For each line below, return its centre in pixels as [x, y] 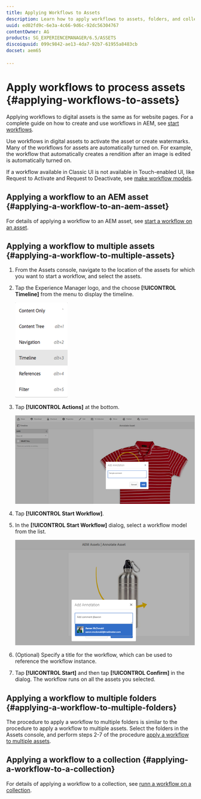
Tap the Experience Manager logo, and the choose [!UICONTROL [95, 288]
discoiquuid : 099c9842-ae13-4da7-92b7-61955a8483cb [72, 44]
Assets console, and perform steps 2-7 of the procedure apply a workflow [98, 734]
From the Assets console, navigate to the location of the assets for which [105, 270]
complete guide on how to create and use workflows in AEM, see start [93, 123]
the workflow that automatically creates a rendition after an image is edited [98, 154]
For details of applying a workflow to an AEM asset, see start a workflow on [99, 221]
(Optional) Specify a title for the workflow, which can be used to [93, 655]
